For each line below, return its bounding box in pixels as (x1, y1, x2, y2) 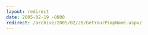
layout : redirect (6, 8, 49, 15)
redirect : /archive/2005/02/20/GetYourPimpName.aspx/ (6, 20, 143, 26)
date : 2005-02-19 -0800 (6, 14, 65, 20)
